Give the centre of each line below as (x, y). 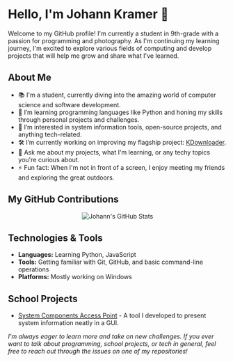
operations (33, 269)
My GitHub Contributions (63, 199)
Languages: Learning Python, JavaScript (77, 255)
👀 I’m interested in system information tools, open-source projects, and (120, 127)
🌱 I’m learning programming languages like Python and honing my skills (120, 112)
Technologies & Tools (55, 238)
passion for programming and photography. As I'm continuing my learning (114, 40)
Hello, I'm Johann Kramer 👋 (88, 14)
